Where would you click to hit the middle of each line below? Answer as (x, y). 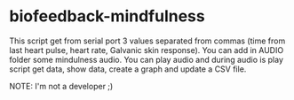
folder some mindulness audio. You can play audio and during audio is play (147, 59)
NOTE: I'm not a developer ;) (61, 86)
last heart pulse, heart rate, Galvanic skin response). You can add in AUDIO (147, 50)
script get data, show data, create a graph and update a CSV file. (128, 69)
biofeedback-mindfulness (107, 16)
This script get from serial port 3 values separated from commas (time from (147, 41)
